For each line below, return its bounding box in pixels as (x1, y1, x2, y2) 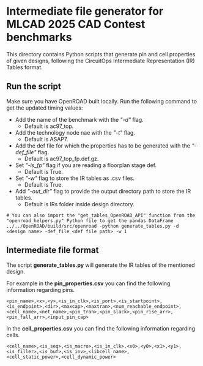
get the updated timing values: (6, 104, 83, 111)
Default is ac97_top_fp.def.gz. (24, 155, 99, 162)
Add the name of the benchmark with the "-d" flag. (15, 116, 144, 123)
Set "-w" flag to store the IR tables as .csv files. (15, 174, 135, 182)
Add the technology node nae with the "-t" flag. (15, 129, 136, 136)
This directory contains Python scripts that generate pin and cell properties (6, 50, 196, 58)
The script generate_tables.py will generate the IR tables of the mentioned (6, 261, 195, 269)
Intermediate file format (6, 245, 99, 255)
